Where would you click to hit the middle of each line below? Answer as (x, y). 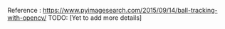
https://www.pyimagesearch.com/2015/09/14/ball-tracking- (130, 10)
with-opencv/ (27, 18)
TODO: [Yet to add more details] (95, 18)
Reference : (24, 10)
